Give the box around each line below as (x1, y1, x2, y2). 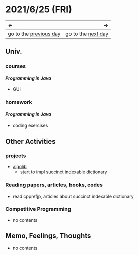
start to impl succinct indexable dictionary (20, 169, 107, 175)
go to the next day (65, 30, 109, 37)
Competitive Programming (5, 206, 72, 213)
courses (5, 62, 26, 70)
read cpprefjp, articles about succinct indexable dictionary (12, 193, 134, 199)
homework (5, 99, 32, 106)
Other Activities (5, 137, 56, 146)
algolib (12, 164, 27, 170)
